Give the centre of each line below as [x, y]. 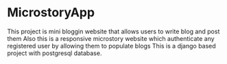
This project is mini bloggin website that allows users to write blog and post [113, 31]
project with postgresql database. [55, 53]
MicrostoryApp [51, 13]
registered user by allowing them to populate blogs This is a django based [111, 46]
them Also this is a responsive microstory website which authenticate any [111, 38]
